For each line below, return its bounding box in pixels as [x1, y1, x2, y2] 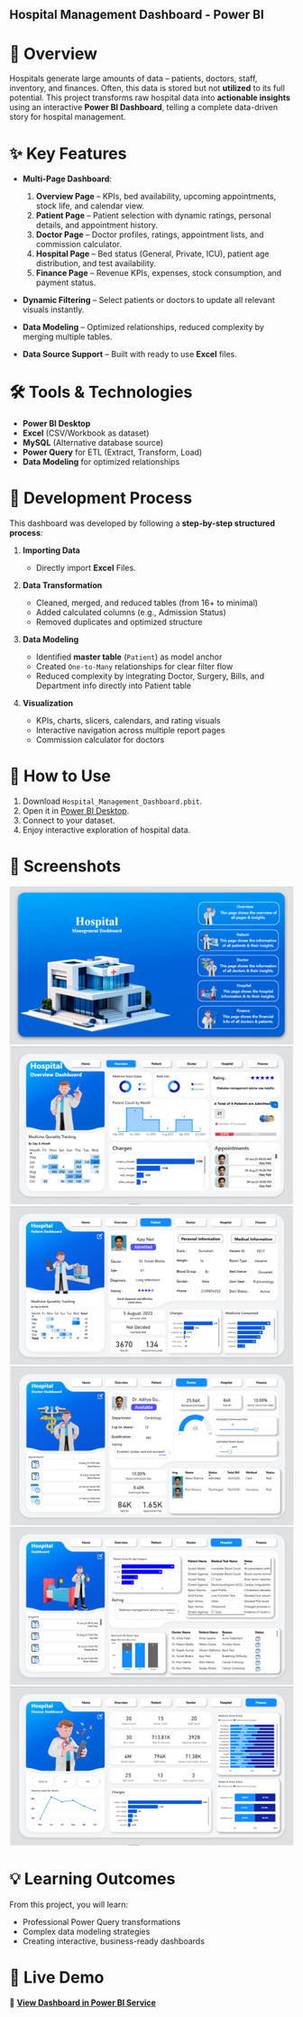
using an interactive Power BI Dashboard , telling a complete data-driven [9, 102, 279, 113]
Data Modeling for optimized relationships [22, 456, 180, 467]
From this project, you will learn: [9, 1899, 129, 1910]
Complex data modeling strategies [22, 1926, 151, 1937]
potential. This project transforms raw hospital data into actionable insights [9, 92, 291, 103]
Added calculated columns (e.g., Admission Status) [35, 607, 227, 618]
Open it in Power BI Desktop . [22, 806, 130, 816]
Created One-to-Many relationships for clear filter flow [35, 661, 234, 672]
